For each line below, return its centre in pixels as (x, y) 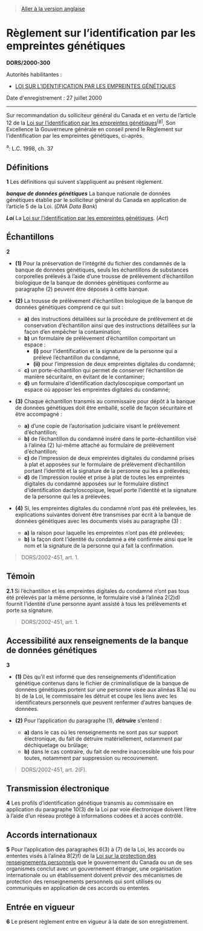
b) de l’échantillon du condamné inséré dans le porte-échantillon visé (110, 438)
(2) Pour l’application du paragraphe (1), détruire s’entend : (88, 720)
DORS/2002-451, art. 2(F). (54, 770)
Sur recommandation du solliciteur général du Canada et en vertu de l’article (101, 115)
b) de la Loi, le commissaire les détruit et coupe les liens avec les (96, 696)
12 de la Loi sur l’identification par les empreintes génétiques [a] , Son (91, 122)
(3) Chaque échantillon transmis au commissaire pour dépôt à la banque (105, 401)
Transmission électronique (58, 788)
